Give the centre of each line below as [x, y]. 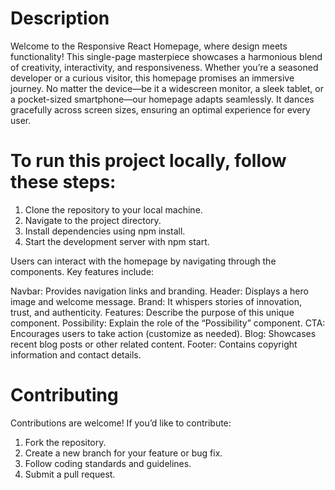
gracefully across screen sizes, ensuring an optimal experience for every [160, 109]
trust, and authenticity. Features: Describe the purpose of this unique [152, 312]
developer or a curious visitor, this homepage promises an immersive [152, 78]
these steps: [63, 182]
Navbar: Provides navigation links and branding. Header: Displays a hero [159, 291]
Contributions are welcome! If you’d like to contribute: [121, 423]
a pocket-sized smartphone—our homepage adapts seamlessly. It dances [162, 99]
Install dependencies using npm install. [105, 231]
